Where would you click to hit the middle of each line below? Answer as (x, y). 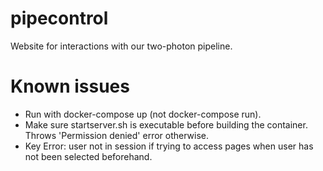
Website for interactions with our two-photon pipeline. (121, 46)
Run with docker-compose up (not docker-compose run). (143, 114)
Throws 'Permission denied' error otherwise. (117, 135)
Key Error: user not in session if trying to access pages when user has (169, 146)
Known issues (70, 86)
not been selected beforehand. (88, 156)
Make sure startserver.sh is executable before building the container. (166, 124)
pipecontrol (59, 18)
